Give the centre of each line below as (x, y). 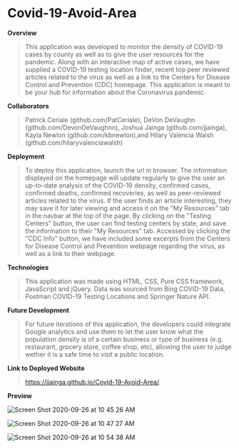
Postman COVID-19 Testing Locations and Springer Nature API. (117, 296)
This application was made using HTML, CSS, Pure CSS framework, (124, 281)
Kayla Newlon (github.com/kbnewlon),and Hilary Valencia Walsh (119, 135)
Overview (22, 33)
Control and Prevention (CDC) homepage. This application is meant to (127, 84)
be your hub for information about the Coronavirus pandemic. (115, 92)
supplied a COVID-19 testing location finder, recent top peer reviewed (127, 69)
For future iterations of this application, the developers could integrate (128, 324)
